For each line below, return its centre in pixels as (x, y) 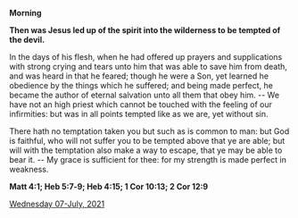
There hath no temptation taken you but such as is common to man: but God (149, 131)
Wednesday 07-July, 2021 (57, 204)
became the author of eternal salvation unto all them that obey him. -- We (144, 95)
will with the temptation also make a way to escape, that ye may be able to (146, 150)
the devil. (27, 40)
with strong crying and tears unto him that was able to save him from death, (149, 67)
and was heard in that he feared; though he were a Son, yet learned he (139, 76)
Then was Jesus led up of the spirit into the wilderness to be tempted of (145, 30)
